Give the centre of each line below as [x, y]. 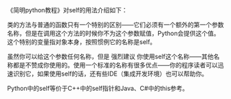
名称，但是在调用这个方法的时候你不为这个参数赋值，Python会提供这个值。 [113, 33]
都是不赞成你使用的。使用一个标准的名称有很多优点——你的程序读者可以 [115, 65]
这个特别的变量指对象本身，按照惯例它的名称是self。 [82, 42]
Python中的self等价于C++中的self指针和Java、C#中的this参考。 [98, 88]
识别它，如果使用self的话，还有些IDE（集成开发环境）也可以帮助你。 [110, 74]
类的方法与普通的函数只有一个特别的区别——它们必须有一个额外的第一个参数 [115, 25]
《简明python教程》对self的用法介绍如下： [68, 10]
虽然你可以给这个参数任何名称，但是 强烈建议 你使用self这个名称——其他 [110, 56]
